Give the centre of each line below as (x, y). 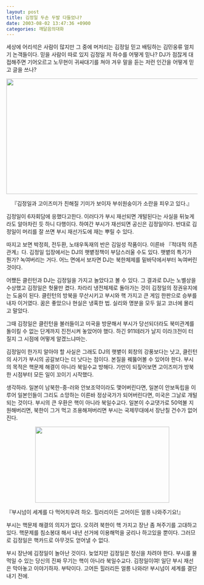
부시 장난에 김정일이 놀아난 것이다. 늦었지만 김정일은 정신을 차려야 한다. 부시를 (99, 553)
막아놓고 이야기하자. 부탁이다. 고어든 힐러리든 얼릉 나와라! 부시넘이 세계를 (99, 569)
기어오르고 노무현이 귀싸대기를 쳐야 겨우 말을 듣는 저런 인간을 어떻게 (107, 62)
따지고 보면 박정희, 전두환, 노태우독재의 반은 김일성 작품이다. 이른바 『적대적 (96, 244)
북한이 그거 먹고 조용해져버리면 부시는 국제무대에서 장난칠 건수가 (110, 410)
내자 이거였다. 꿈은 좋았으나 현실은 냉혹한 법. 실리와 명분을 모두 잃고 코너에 (94, 303)
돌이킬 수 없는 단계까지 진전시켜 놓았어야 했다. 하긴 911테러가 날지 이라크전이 (97, 331)
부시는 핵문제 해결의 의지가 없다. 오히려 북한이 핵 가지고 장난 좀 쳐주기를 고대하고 (102, 525)
